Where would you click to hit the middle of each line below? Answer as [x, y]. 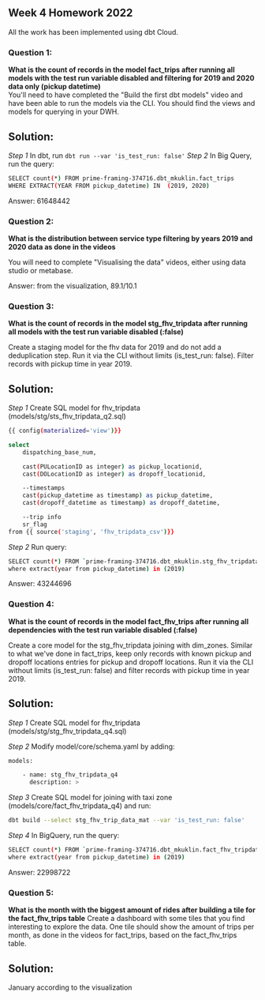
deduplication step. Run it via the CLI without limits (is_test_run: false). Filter [131, 355]
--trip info [42, 517]
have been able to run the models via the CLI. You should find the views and [132, 103]
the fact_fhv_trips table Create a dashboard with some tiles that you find [127, 919]
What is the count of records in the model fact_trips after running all [121, 70]
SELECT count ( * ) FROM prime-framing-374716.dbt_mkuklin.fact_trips [121, 178]
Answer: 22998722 [39, 872]
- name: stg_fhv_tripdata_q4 [70, 775]
